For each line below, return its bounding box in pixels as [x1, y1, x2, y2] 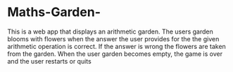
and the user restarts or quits [7, 57, 92, 65]
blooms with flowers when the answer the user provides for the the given [7, 34, 220, 43]
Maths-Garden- [7, 4, 101, 20]
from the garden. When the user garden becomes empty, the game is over [7, 50, 223, 58]
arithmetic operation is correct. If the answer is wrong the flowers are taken [7, 42, 227, 50]
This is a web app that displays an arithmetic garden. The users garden [7, 27, 213, 36]
